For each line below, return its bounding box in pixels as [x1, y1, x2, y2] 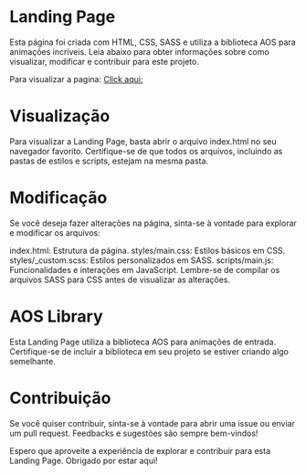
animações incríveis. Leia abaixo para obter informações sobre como [9, 46, 269, 57]
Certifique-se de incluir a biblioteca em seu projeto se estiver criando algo [9, 345, 290, 357]
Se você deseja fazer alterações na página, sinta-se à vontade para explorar [9, 217, 297, 228]
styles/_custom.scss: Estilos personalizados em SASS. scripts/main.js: [9, 254, 274, 266]
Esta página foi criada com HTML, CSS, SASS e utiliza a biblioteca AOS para [9, 37, 296, 47]
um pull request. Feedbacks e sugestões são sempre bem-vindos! [9, 427, 259, 438]
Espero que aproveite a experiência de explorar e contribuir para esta [9, 445, 271, 456]
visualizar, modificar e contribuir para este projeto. [9, 56, 199, 67]
